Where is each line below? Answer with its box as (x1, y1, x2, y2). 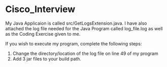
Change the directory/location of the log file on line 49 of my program (12, 50, 158, 56)
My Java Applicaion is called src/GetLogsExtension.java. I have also (5, 20, 147, 26)
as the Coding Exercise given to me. (5, 31, 81, 37)
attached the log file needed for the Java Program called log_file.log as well (5, 25, 163, 31)
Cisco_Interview (5, 4, 76, 15)
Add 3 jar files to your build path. (12, 55, 81, 61)
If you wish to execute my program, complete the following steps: (5, 40, 142, 46)
